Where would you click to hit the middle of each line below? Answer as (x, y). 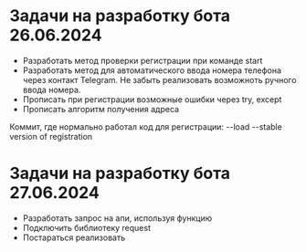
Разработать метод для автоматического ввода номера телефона (152, 70)
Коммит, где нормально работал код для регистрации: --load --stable (146, 126)
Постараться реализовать (74, 237)
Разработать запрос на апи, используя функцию (117, 218)
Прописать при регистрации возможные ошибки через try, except (152, 99)
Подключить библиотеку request (87, 227)
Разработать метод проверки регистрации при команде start (142, 60)
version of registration (51, 136)
